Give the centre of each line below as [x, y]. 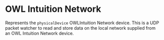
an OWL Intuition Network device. [40, 33]
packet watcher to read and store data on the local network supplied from [81, 28]
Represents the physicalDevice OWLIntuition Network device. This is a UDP [82, 23]
